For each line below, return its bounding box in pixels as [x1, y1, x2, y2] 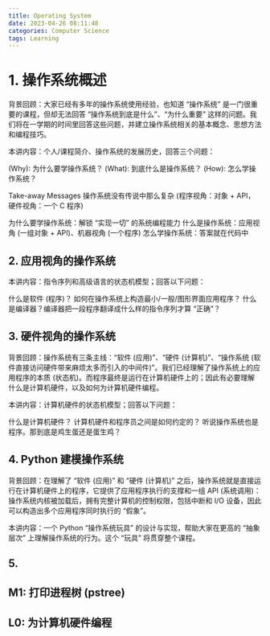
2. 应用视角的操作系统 [8, 254, 117, 268]
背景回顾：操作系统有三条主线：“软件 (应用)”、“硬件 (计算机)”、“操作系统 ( [8, 352, 255, 362]
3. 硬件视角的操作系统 [8, 330, 117, 343]
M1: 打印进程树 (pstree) [8, 586, 126, 600]
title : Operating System [8, 11, 92, 20]
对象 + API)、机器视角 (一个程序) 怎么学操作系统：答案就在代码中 [34, 228, 249, 238]
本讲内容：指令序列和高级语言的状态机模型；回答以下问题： [8, 277, 206, 286]
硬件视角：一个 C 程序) [8, 201, 84, 211]
